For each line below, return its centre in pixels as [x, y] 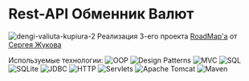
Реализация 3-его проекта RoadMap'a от [167, 36]
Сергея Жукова [35, 44]
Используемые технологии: [56, 60]
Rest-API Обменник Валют [101, 14]
